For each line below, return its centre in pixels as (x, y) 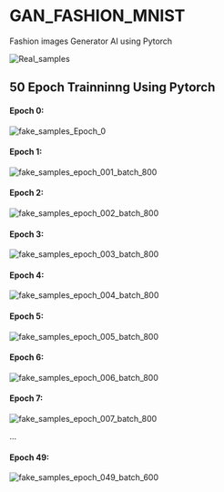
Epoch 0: (27, 110)
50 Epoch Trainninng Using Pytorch (112, 87)
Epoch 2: (26, 193)
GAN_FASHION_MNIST (97, 16)
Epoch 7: (26, 398)
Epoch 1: (26, 152)
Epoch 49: (30, 457)
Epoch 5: (26, 316)
